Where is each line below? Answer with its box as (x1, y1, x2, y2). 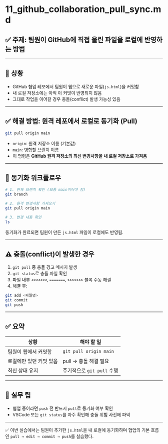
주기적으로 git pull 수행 (62, 367, 118, 374)
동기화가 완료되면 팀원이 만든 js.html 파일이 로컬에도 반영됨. (5, 229, 123, 235)
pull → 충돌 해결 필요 (62, 358, 109, 365)
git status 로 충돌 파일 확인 (12, 270, 67, 277)
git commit (5, 298, 28, 303)
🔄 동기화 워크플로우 (5, 173, 61, 182)
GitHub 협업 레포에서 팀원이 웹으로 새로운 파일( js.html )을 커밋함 (12, 83, 139, 89)
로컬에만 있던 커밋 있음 (7, 358, 58, 365)
